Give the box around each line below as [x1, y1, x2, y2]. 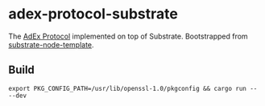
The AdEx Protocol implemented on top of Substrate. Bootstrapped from [8, 31, 248, 41]
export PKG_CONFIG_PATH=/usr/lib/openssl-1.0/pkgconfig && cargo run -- [8, 84, 258, 92]
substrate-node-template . [8, 39, 94, 49]
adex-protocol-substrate [8, 5, 179, 23]
